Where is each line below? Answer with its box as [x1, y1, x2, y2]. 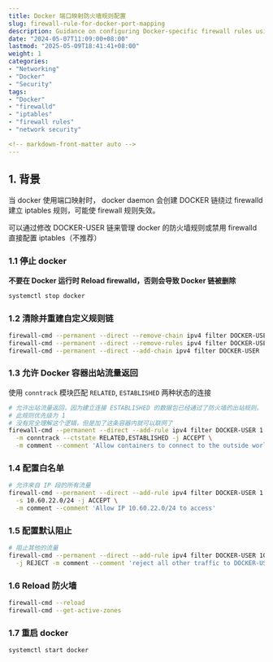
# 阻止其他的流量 [8, 544, 58, 552]
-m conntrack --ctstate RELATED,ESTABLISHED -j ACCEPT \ [15, 434, 213, 442]
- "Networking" [8, 65, 60, 73]
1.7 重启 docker [8, 627, 69, 638]
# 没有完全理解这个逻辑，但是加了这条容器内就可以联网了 [8, 419, 173, 427]
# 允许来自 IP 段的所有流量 [8, 481, 91, 489]
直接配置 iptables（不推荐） [8, 233, 102, 243]
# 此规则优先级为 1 [8, 411, 66, 419]
